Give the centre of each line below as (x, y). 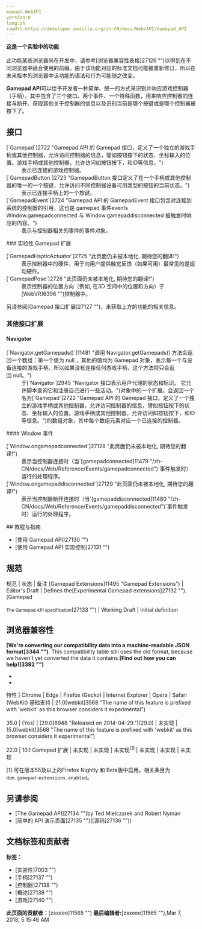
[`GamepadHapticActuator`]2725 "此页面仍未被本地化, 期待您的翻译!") (93, 256)
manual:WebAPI (24, 12)
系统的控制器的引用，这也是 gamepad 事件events (67, 208)
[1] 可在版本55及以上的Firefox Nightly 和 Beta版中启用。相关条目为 (88, 770)
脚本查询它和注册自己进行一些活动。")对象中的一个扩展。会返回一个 (110, 390)
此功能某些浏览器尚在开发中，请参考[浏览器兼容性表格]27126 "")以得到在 (96, 60)
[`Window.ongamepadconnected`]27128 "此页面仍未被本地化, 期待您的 (94, 446)
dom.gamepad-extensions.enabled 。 (49, 778)
